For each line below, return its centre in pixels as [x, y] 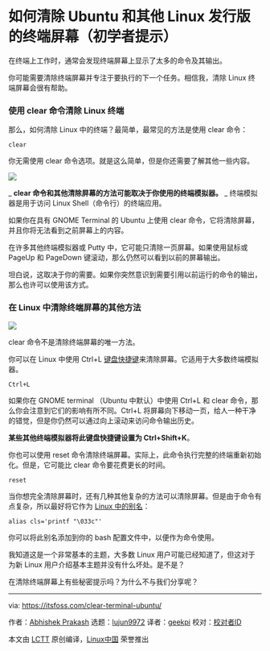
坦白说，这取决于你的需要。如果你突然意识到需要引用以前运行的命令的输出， [135, 275]
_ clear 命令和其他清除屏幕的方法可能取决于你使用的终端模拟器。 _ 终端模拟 [133, 193]
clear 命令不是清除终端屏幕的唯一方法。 [74, 342]
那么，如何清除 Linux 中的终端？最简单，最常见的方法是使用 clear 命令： [128, 130]
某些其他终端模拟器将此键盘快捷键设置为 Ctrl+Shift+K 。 [101, 437]
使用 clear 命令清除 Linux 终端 [66, 110]
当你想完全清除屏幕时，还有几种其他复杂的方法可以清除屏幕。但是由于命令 [131, 496]
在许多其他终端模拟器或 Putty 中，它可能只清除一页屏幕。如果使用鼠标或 [128, 247]
